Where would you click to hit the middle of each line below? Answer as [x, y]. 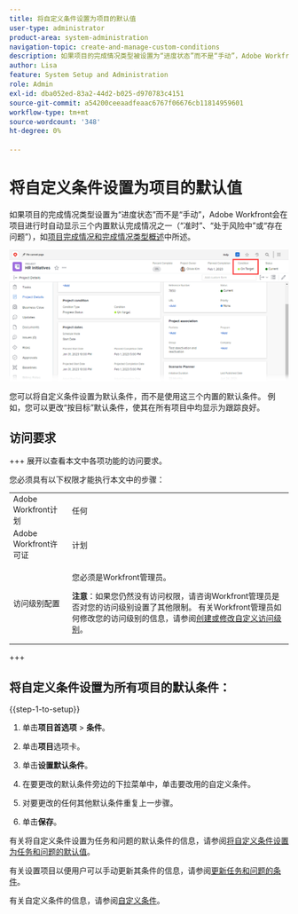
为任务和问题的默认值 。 [52, 852]
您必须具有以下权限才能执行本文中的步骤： [87, 480]
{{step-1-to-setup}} [45, 709]
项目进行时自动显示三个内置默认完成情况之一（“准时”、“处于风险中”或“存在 [146, 225]
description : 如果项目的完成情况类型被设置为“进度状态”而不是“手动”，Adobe [135, 56]
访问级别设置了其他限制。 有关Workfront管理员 [188, 607]
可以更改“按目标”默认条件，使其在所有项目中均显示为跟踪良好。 [149, 407]
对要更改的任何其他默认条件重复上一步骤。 [100, 803]
